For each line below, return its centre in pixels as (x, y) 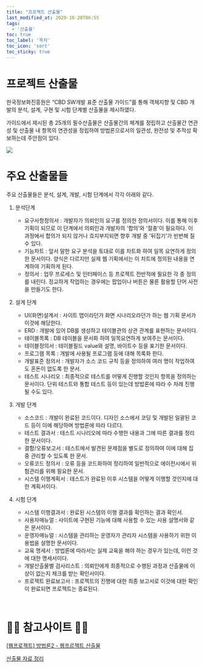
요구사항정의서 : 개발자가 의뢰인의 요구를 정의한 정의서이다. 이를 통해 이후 (111, 220)
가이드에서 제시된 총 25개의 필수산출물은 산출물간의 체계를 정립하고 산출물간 (97, 122)
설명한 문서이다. (59, 543)
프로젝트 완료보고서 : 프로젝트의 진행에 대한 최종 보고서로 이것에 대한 (105, 581)
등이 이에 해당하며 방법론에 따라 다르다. (77, 425)
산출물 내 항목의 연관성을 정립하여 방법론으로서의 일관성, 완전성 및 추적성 (105, 130)
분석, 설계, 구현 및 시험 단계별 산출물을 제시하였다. (76, 109)
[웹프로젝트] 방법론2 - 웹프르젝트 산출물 (54, 645)
